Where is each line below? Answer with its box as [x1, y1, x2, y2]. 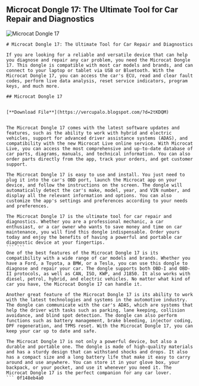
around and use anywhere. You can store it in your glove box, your [6, 359, 180, 365]
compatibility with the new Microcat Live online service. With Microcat [6, 140, 194, 147]
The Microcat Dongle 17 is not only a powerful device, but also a [6, 338, 178, 344]
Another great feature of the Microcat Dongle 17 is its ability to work [6, 291, 194, 297]
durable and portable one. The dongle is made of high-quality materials [6, 344, 194, 350]
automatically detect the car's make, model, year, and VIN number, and [6, 187, 191, 193]
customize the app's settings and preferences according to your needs [6, 198, 188, 204]
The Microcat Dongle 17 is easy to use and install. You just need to [6, 172, 185, 178]
